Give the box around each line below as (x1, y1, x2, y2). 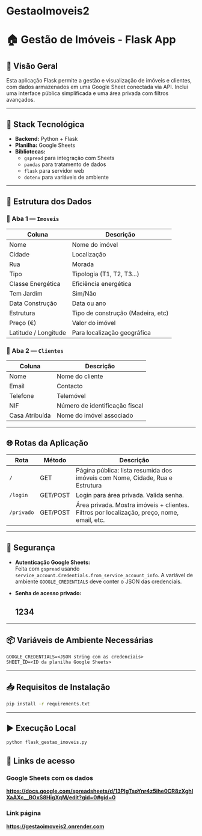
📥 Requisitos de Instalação (6, 682, 111, 692)
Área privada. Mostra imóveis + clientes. (76, 501, 189, 509)
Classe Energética (9, 279, 61, 288)
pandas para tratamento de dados (23, 161, 106, 168)
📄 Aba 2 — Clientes (6, 346, 64, 355)
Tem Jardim (9, 289, 43, 297)
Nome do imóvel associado (57, 411, 133, 420)
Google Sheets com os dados (6, 773, 93, 782)
